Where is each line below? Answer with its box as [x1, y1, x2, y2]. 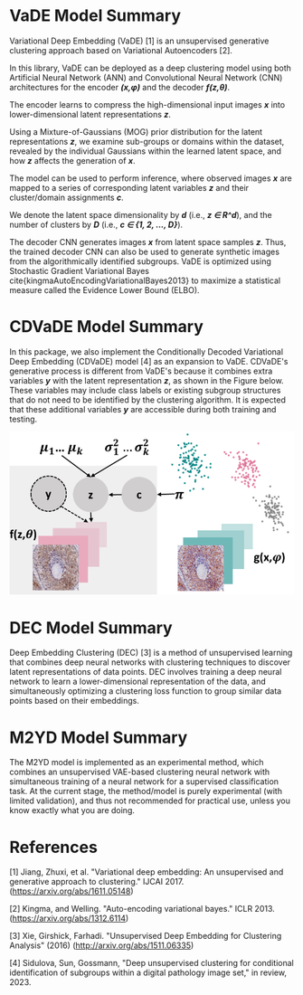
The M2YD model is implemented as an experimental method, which [9, 757, 264, 768]
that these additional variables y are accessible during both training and [9, 403, 277, 414]
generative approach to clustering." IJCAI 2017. [9, 877, 185, 887]
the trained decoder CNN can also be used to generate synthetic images [9, 246, 280, 257]
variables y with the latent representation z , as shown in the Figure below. [9, 374, 284, 385]
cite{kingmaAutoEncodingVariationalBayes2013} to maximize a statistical [9, 275, 281, 286]
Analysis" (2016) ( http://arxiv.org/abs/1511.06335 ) [9, 940, 194, 951]
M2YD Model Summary [9, 727, 188, 747]
